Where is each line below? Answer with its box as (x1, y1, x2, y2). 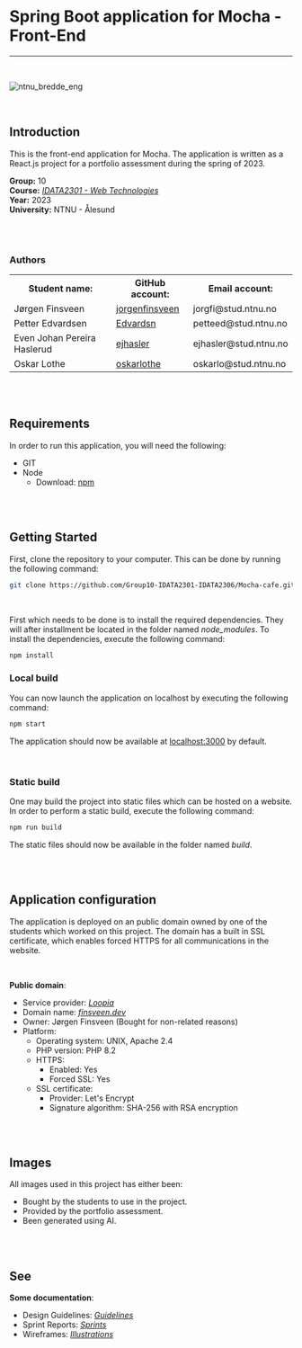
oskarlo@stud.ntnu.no (192, 358, 287, 370)
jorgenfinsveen (115, 303, 180, 316)
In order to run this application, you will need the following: (9, 440, 226, 451)
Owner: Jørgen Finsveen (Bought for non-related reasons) (22, 1016, 238, 1027)
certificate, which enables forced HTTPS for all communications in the (9, 935, 270, 946)
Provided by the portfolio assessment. (22, 1206, 164, 1217)
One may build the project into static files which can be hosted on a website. (9, 796, 292, 807)
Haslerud (13, 344, 52, 356)
